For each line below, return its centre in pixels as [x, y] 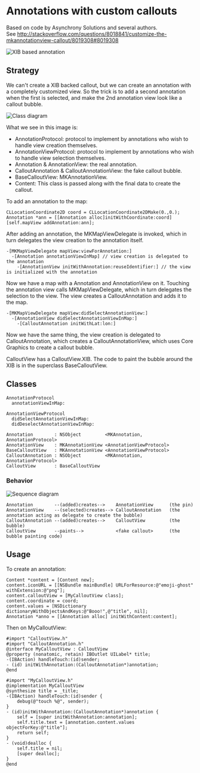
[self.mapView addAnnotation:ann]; [50, 222]
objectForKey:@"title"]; [37, 728]
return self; [33, 733]
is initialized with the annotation [52, 272]
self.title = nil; [40, 748]
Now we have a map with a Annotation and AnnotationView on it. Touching [98, 283]
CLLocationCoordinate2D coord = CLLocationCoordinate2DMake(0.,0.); [93, 212]
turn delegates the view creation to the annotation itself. [75, 240]
